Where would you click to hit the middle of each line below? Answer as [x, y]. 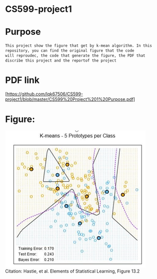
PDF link [22, 80]
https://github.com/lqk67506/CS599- [45, 94]
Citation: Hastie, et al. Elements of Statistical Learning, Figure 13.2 [73, 271]
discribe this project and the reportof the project [61, 61]
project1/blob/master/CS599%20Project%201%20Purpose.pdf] [70, 99]
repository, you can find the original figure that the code [70, 51]
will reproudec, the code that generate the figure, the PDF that [75, 56]
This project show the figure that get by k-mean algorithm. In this [79, 46]
